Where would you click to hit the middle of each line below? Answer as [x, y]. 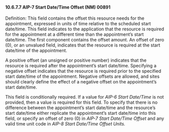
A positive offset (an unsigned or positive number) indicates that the [76, 60]
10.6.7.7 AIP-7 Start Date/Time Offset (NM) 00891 [58, 7]
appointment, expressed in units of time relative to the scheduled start [78, 24]
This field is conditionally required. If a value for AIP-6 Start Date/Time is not [84, 97]
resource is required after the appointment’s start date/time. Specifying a [81, 66]
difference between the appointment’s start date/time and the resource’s [80, 108]
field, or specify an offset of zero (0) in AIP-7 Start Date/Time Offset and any [85, 118]
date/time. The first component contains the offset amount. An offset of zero [85, 40]
